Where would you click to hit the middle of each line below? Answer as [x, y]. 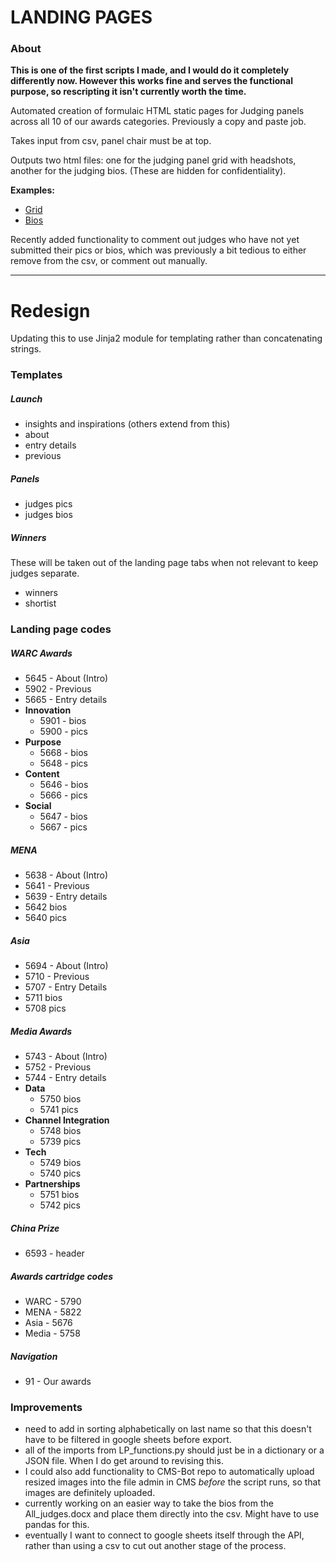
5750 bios [60, 1099]
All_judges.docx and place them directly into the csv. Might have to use [172, 1514]
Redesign [50, 310]
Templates [36, 375]
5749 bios [60, 1163]
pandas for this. [57, 1525]
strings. [26, 349]
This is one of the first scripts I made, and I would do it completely [150, 70]
